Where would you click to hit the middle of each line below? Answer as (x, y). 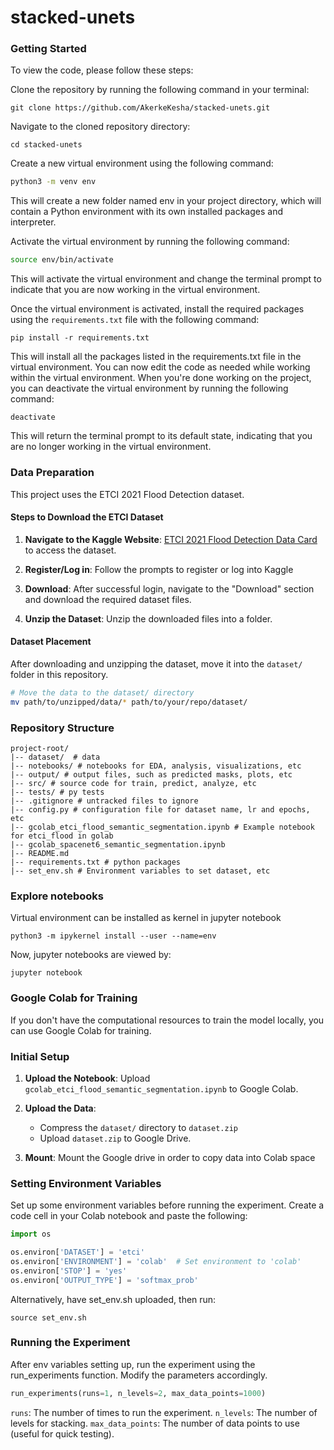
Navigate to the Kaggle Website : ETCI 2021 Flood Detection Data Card (171, 539)
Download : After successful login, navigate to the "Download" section (169, 588)
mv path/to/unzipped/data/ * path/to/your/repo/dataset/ (129, 702)
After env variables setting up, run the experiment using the (133, 1364)
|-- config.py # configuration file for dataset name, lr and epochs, (160, 809)
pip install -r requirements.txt (80, 338)
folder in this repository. (59, 674)
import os (31, 1234)
